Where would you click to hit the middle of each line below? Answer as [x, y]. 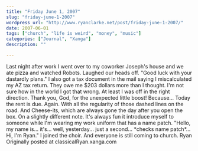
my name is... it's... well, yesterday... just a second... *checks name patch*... [98, 129]
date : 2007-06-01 [27, 28]
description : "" [26, 45]
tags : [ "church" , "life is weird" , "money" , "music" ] [74, 34]
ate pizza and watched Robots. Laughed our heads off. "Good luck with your [99, 73]
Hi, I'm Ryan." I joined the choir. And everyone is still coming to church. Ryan [99, 135]
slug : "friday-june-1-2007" [41, 17]
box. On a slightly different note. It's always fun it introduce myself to [90, 116]
